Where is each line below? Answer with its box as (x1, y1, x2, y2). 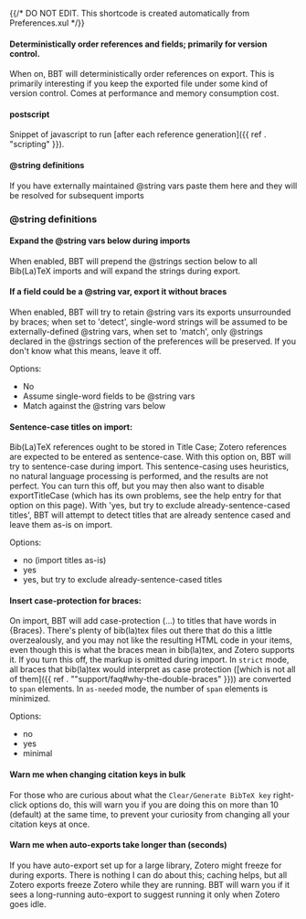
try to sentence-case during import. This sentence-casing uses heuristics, (9, 461, 290, 472)
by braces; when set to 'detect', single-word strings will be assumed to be (9, 315, 288, 327)
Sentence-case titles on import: (9, 421, 133, 433)
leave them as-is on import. (9, 519, 112, 530)
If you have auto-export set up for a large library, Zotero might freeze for (9, 860, 282, 871)
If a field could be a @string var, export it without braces (9, 286, 227, 297)
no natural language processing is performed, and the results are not (9, 471, 269, 482)
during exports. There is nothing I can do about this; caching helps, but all (9, 869, 288, 881)
